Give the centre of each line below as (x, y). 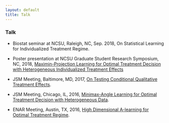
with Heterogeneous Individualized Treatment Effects (68, 69)
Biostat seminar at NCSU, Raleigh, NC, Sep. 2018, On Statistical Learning (88, 43)
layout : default (22, 10)
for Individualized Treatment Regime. (51, 49)
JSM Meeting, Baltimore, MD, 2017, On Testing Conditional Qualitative (85, 79)
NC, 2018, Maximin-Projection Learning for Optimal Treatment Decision (87, 64)
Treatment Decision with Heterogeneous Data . (61, 100)
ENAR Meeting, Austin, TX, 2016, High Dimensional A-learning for (81, 109)
